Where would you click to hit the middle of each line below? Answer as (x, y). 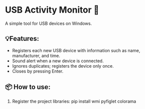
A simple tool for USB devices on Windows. (48, 23)
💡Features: (22, 39)
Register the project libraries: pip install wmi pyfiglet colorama (74, 101)
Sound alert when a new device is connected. (58, 61)
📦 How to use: (28, 87)
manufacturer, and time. (36, 55)
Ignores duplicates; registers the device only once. (63, 66)
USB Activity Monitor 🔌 (52, 10)
